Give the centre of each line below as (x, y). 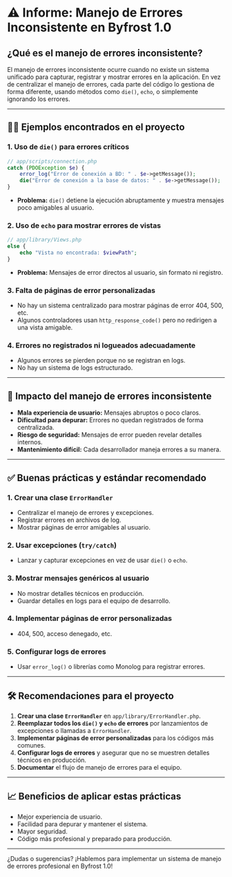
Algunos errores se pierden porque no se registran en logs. (101, 361)
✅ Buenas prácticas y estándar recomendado (107, 478)
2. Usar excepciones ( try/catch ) (62, 545)
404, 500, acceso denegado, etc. (65, 633)
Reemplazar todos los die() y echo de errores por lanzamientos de (113, 723)
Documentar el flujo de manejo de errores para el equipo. (99, 767)
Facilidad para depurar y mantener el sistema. (83, 824)
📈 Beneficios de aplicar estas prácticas (94, 796)
